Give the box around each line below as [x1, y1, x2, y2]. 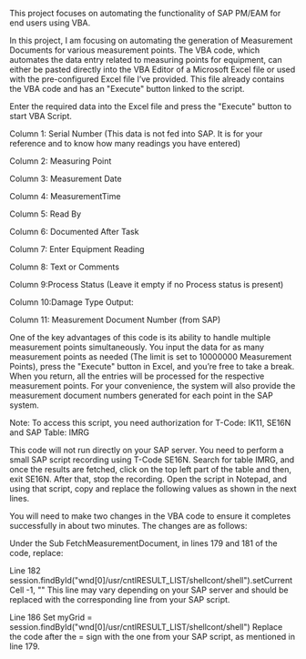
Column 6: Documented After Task [9, 227, 139, 237]
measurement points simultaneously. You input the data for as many [9, 341, 265, 352]
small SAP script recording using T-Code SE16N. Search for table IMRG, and [9, 454, 295, 465]
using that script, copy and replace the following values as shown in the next [9, 483, 298, 494]
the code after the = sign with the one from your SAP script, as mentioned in [9, 632, 296, 642]
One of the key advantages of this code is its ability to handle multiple [9, 332, 271, 342]
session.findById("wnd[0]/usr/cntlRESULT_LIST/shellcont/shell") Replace [9, 622, 283, 632]
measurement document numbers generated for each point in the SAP [9, 390, 273, 400]
